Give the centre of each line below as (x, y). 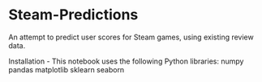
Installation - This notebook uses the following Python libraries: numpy (126, 61)
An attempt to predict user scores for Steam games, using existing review (131, 37)
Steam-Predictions (73, 15)
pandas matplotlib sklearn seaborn (67, 69)
